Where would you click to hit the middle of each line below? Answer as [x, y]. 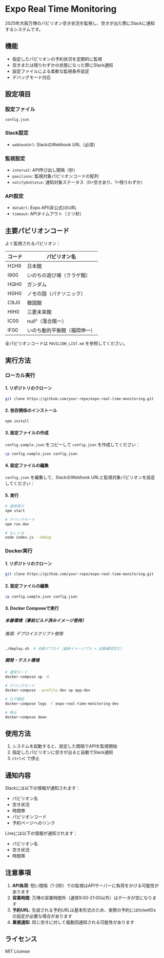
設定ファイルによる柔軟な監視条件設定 [51, 71]
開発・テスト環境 [22, 660]
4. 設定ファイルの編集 [27, 465]
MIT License [18, 951]
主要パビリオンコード [37, 231]
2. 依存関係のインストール [31, 411]
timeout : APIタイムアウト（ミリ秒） [48, 214]
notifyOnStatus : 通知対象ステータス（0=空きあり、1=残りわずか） [79, 182]
